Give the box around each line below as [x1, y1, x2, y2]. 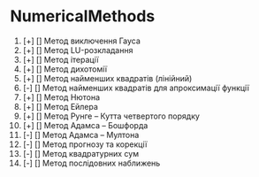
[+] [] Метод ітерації [22, 54, 99, 65]
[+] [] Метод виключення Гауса [22, 35, 141, 46]
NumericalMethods [10, 6, 156, 27]
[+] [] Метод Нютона [22, 91, 101, 103]
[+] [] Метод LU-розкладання [22, 44, 133, 55]
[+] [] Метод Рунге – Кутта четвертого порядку [22, 111, 200, 121]
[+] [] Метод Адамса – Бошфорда [22, 119, 149, 130]
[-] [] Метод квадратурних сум [22, 148, 140, 158]
